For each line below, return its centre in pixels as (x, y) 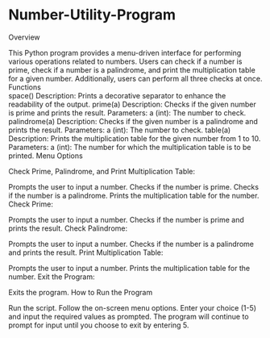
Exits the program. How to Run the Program (81, 292)
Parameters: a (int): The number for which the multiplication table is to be (130, 147)
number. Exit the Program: (52, 277)
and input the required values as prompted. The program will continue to (129, 316)
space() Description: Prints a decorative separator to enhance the (117, 95)
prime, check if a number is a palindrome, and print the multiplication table (132, 69)
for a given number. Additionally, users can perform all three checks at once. (135, 78)
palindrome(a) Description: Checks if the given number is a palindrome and (133, 121)
